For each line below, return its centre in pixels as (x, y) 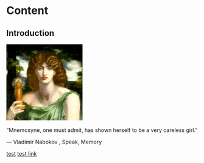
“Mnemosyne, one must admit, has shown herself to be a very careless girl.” (102, 130)
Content (27, 11)
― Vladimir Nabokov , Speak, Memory (54, 142)
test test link (22, 154)
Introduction (30, 33)
